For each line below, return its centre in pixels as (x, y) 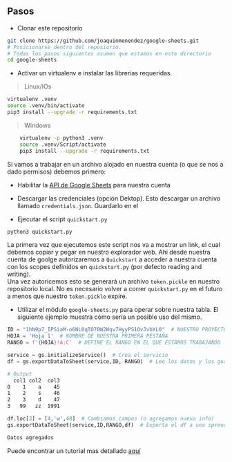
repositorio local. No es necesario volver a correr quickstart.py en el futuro (115, 289)
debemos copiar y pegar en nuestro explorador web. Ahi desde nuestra (109, 252)
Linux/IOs (38, 86)
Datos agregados (30, 437)
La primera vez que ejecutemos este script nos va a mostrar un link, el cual (114, 245)
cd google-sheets (32, 60)
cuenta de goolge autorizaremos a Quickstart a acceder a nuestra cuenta (112, 259)
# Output (20, 374)
